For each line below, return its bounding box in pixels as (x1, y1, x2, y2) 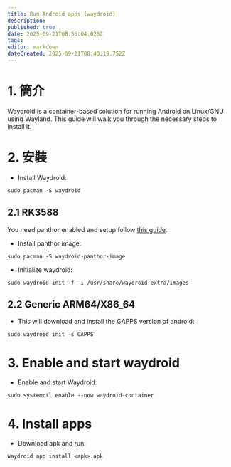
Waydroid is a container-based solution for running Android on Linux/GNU (7, 107, 224, 115)
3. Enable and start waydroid (7, 355, 180, 371)
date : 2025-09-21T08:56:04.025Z (7, 30, 103, 38)
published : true (7, 23, 55, 31)
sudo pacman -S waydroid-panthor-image (7, 253, 126, 260)
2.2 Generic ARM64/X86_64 (7, 298, 136, 310)
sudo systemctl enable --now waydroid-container (7, 392, 154, 399)
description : (7, 17, 46, 24)
